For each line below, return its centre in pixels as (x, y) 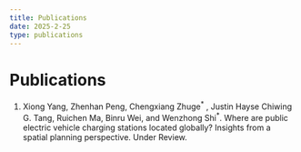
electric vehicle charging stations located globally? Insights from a (146, 127)
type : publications (46, 35)
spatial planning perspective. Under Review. (105, 137)
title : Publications (49, 18)
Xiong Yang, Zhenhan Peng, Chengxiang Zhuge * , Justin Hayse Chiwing (157, 106)
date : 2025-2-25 (40, 26)
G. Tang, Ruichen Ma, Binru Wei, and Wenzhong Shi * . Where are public (156, 117)
